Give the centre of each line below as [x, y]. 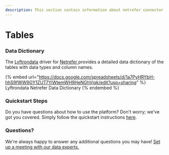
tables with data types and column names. [49, 67]
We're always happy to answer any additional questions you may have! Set [83, 141]
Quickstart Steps [26, 101]
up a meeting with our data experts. [42, 147]
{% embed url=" [22, 77]
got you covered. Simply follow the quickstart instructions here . [71, 118]
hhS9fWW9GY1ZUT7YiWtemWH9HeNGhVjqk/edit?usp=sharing [71, 83]
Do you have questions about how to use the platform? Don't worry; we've [82, 112]
